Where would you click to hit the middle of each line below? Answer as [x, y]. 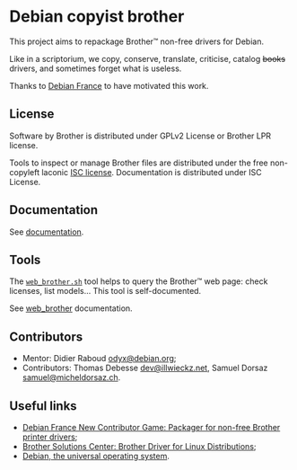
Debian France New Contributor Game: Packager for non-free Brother [151, 427]
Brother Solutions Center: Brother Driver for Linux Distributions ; [140, 446]
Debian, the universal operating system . [96, 456]
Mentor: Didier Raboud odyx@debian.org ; [99, 359]
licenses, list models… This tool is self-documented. [105, 291]
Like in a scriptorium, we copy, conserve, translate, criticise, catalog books [147, 58]
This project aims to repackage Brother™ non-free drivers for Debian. [137, 41]
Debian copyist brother [97, 17]
